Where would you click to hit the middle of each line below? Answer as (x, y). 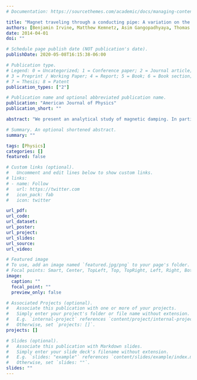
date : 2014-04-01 (27, 33)
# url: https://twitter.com (43, 189)
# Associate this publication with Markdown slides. (74, 346)
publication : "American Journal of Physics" (61, 103)
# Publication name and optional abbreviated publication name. (86, 97)
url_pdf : (17, 211)
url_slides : (21, 238)
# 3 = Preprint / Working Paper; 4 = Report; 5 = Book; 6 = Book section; (99, 76)
